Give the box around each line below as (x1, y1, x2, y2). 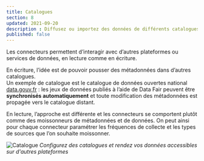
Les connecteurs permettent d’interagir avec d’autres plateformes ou (6, 48, 178, 55)
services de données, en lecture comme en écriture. (6, 55, 138, 62)
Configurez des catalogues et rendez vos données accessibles (39, 142, 197, 149)
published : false (6, 32, 50, 38)
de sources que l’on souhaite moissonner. (6, 130, 110, 137)
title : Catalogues (6, 9, 53, 15)
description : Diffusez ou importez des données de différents (6, 26, 170, 32)
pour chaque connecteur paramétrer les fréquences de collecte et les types (6, 123, 196, 131)
